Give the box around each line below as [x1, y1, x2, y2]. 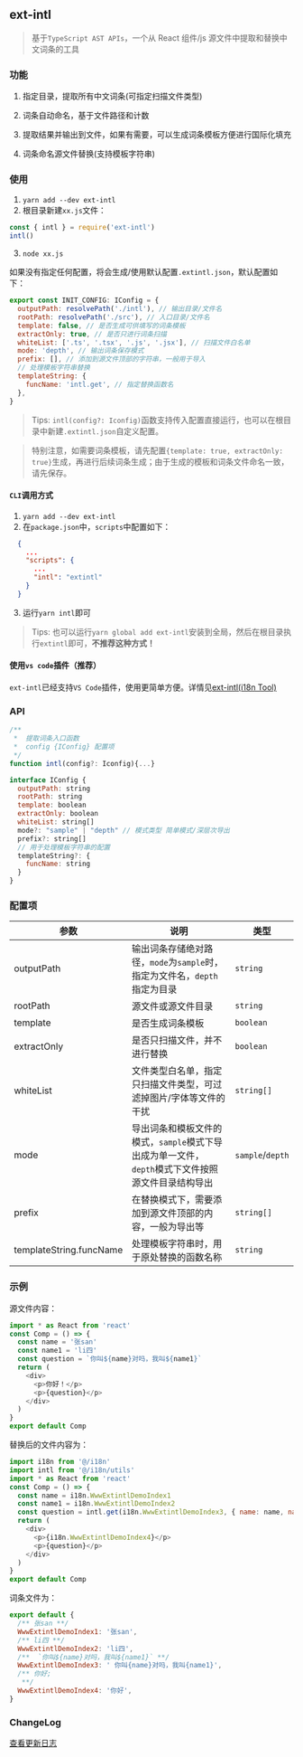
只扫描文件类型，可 [131, 1078, 214, 1091]
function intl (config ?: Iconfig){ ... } [9, 759, 155, 768]
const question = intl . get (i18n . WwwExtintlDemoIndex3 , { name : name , [17, 1507, 284, 1517]
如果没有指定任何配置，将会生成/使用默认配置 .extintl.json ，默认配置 [9, 267, 271, 278]
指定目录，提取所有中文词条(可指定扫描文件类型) [22, 90, 203, 102]
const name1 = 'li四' [17, 1346, 97, 1356]
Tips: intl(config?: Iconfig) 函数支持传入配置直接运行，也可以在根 [31, 414, 284, 425]
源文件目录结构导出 [131, 1176, 214, 1189]
